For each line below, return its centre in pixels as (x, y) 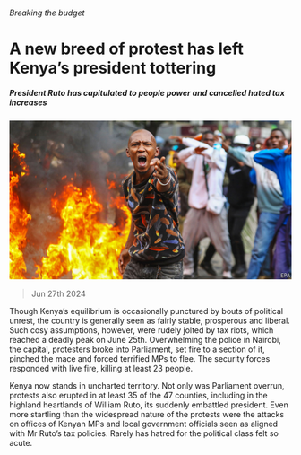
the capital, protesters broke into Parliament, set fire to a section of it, (138, 349)
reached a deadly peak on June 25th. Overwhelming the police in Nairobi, (146, 340)
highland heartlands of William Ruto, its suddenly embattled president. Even (149, 405)
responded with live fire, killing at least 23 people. (101, 369)
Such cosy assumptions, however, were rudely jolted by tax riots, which (142, 330)
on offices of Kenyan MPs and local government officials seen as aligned (144, 424)
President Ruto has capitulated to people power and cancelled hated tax (147, 93)
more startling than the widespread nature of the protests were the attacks (147, 415)
